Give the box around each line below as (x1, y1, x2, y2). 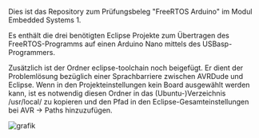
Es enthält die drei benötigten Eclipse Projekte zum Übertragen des (8, 31, 229, 40)
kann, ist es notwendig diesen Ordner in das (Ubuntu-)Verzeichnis (8, 89, 226, 98)
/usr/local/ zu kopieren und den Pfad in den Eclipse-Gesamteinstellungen (8, 97, 249, 106)
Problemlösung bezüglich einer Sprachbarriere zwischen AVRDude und (8, 72, 244, 81)
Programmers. (8, 48, 56, 57)
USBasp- (202, 39, 233, 49)
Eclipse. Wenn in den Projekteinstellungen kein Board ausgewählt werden (8, 80, 250, 89)
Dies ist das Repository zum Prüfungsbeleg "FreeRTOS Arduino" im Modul (8, 7, 253, 16)
